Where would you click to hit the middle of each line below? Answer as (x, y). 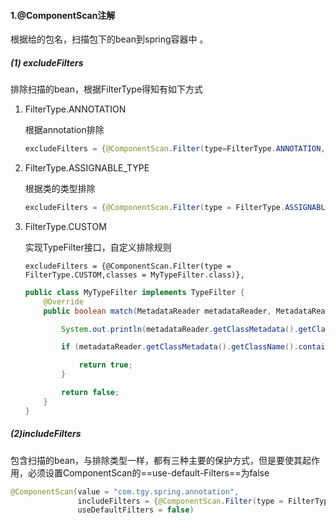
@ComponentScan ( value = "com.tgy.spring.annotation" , (125, 491)
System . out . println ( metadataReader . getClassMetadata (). (180, 329)
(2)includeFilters (46, 434)
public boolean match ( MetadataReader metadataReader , (157, 311)
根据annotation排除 (64, 130)
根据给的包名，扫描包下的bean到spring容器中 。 (109, 39)
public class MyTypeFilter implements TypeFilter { (134, 292)
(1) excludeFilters (47, 62)
